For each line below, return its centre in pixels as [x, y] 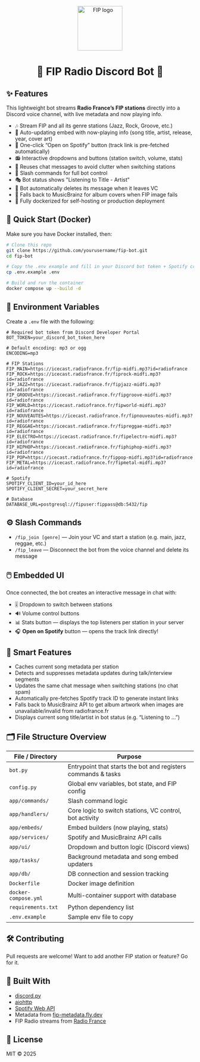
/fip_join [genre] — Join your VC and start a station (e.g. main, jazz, [100, 537]
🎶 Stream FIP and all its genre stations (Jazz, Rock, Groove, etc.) [94, 126]
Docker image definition [101, 883]
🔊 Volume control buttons [47, 613]
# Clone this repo [29, 245]
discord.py [28, 995]
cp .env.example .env [33, 272]
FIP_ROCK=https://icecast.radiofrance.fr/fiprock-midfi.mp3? [84, 374]
